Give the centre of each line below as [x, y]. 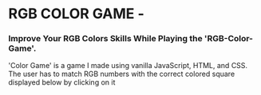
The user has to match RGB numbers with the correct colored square [122, 74]
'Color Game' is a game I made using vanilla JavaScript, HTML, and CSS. [128, 66]
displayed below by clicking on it [62, 82]
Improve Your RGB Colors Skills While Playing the [105, 39]
